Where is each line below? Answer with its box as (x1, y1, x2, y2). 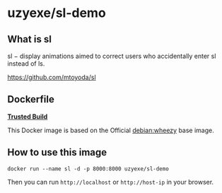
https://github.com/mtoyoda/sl (7, 73, 97, 81)
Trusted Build (7, 112, 48, 121)
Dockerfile (7, 93, 55, 105)
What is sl (7, 33, 52, 45)
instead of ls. (7, 59, 45, 68)
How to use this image (7, 146, 107, 158)
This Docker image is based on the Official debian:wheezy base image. (7, 126, 214, 134)
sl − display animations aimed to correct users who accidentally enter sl (7, 52, 216, 60)
